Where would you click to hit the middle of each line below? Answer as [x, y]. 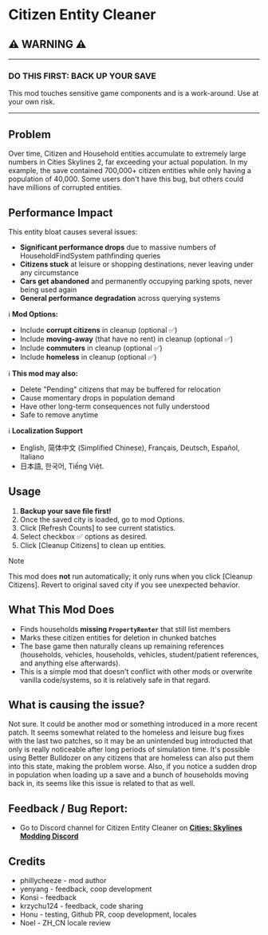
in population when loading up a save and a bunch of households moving [128, 775]
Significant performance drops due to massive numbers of [118, 247]
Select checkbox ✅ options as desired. [83, 536]
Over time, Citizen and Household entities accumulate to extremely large [127, 154]
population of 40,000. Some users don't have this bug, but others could [126, 179]
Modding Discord [49, 836]
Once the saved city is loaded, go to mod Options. [102, 519]
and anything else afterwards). [70, 663]
